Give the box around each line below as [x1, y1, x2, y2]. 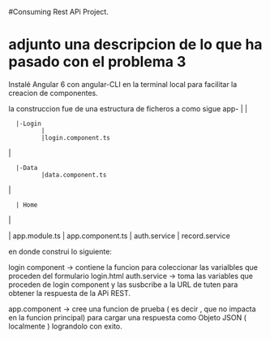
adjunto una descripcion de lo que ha [8, 36, 263, 54]
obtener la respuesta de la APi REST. [8, 288, 131, 298]
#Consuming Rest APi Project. [8, 7, 109, 16]
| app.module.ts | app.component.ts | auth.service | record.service [8, 231, 231, 241]
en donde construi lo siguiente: [8, 246, 112, 256]
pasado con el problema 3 [8, 53, 186, 72]
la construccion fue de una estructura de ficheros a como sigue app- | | [8, 103, 248, 113]
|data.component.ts [41, 171, 107, 179]
